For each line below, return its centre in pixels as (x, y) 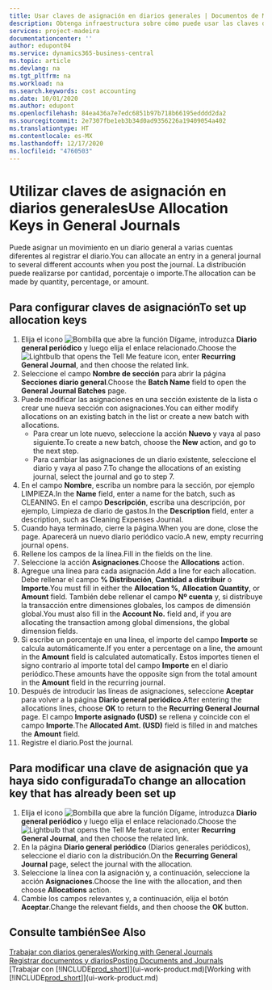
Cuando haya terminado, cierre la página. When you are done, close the (140, 528)
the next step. (56, 451)
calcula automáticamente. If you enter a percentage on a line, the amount (142, 648)
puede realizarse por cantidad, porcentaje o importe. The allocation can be (133, 273)
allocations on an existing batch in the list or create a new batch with (135, 417)
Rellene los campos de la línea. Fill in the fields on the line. (117, 554)
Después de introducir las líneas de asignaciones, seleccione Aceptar (137, 691)
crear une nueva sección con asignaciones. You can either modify (130, 408)
